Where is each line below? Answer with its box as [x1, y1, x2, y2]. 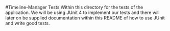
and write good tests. [5, 20, 50, 26]
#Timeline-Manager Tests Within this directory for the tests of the [5, 4, 143, 10]
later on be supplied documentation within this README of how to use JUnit [5, 15, 165, 20]
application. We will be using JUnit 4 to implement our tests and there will [5, 9, 160, 15]
